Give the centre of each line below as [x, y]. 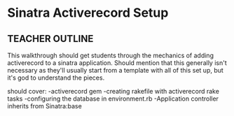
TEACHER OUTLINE [50, 39]
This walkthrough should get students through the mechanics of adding [110, 55]
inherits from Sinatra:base [44, 106]
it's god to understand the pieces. [56, 78]
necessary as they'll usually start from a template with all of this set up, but [116, 70]
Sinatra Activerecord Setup [88, 13]
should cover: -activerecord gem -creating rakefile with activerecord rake [113, 91]
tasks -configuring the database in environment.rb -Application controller [113, 99]
